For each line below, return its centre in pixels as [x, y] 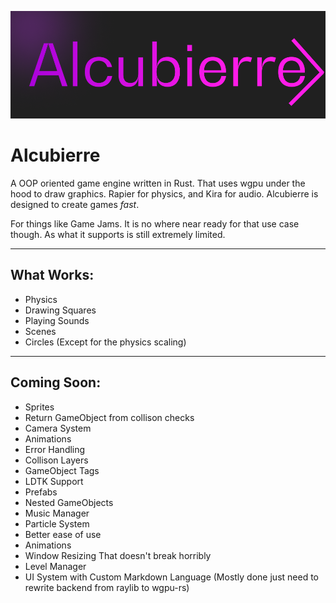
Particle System [57, 523]
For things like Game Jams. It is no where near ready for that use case [155, 223]
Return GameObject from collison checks [109, 417]
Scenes [40, 331]
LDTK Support [54, 481]
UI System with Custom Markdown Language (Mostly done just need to [171, 577]
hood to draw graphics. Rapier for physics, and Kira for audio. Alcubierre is [164, 193]
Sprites [39, 407]
